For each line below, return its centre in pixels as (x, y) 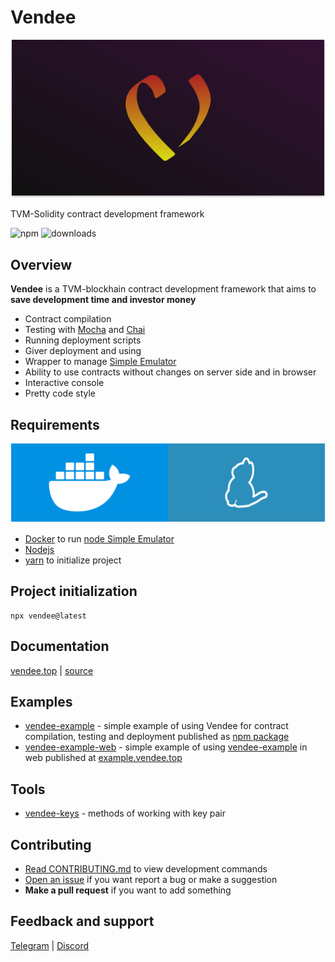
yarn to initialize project (73, 560)
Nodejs (39, 550)
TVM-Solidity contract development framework (107, 214)
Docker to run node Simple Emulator (99, 539)
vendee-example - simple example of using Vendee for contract (156, 726)
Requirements (55, 424)
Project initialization (74, 591)
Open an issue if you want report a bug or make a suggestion (151, 880)
